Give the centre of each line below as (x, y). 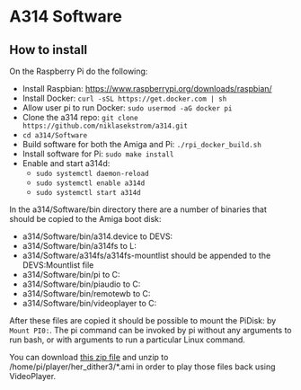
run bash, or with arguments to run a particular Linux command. (127, 340)
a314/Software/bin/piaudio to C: (81, 284)
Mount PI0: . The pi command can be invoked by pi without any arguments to (150, 330)
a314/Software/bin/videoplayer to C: (89, 303)
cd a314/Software (55, 136)
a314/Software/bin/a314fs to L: (79, 246)
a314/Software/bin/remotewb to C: (86, 293)
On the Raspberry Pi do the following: (79, 71)
